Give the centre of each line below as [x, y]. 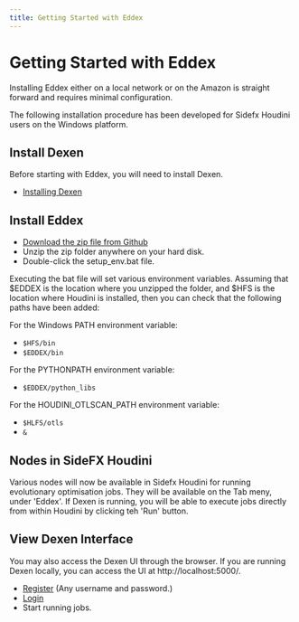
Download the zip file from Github [85, 242]
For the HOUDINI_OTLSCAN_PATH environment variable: [114, 405]
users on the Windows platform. [69, 124]
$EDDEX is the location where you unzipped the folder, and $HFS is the [142, 288]
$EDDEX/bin [43, 353]
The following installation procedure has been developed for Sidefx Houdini [150, 115]
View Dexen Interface [71, 539]
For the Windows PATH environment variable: [93, 325]
